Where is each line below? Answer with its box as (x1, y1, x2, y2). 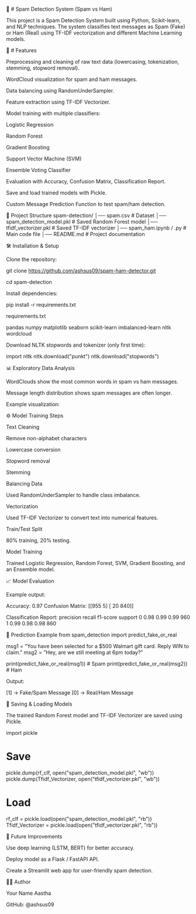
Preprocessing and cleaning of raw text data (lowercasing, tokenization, (6, 59, 180, 65)
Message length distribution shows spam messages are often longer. (6, 389, 173, 396)
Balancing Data (6, 480, 43, 487)
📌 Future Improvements (6, 833, 63, 840)
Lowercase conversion (6, 446, 61, 453)
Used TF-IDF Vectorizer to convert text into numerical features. (6, 514, 159, 521)
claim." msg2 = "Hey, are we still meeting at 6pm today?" (6, 649, 143, 656)
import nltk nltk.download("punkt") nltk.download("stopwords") (6, 353, 159, 360)
